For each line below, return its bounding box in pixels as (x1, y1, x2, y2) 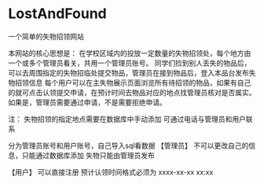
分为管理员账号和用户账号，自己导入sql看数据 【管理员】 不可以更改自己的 (8, 141, 249, 150)
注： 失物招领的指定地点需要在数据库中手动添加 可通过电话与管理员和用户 (8, 114, 246, 123)
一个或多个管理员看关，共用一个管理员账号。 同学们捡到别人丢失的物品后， (8, 58, 251, 68)
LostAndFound (8, 5, 108, 23)
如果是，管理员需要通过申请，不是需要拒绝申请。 (8, 98, 167, 107)
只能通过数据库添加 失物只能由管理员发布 (21, 150, 155, 160)
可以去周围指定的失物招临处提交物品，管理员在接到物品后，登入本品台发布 (8, 68, 249, 77)
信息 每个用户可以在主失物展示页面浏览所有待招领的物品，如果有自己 (28, 78, 251, 87)
